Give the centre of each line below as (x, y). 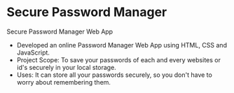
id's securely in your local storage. (66, 67)
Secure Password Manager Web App (60, 31)
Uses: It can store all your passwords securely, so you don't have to (115, 75)
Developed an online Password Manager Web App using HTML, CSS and (122, 45)
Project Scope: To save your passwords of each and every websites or (119, 59)
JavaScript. (33, 52)
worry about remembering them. (64, 82)
